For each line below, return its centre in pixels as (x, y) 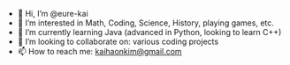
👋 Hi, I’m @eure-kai (53, 14)
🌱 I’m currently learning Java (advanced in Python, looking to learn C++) (149, 32)
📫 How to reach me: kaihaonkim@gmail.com (100, 51)
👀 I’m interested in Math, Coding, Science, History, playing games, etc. (145, 23)
